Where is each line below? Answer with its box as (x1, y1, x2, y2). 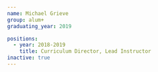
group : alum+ (7, 16, 44, 23)
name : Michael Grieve (7, 10, 69, 17)
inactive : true (7, 54, 51, 62)
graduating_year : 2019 (7, 23, 72, 29)
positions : (7, 35, 38, 42)
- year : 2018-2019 (13, 42, 66, 49)
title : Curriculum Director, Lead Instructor (19, 48, 152, 55)
